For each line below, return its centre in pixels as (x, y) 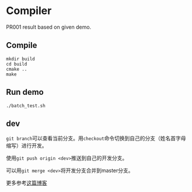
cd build (17, 64)
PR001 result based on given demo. (49, 27)
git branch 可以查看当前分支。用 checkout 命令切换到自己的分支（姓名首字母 (96, 138)
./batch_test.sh (26, 106)
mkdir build (20, 59)
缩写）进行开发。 (27, 146)
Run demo (25, 92)
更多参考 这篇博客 (27, 183)
